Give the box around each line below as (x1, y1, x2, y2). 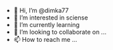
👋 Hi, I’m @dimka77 (13, 7, 69, 14)
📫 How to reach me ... (13, 36, 77, 43)
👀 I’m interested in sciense (13, 14, 88, 22)
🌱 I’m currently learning (13, 21, 80, 28)
